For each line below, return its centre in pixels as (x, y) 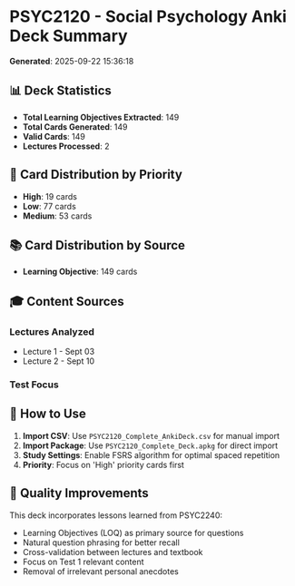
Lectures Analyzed (52, 331)
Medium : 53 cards (57, 216)
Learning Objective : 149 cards (80, 272)
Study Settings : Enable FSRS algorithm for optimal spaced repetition (151, 454)
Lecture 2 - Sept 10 (59, 361)
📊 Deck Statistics (60, 91)
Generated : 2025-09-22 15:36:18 (72, 61)
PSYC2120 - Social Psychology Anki (148, 17)
